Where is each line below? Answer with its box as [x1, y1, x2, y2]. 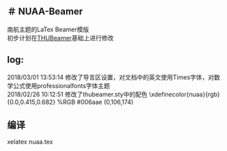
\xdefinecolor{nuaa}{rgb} [148, 90, 220, 98]
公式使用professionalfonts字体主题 [12, 81, 111, 90]
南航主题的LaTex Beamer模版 [7, 25, 90, 33]
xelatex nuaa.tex [7, 138, 53, 146]
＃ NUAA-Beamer [7, 5, 83, 18]
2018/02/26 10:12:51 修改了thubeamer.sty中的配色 [7, 90, 148, 98]
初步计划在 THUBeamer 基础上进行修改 [7, 33, 114, 42]
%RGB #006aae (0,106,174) [57, 98, 134, 106]
